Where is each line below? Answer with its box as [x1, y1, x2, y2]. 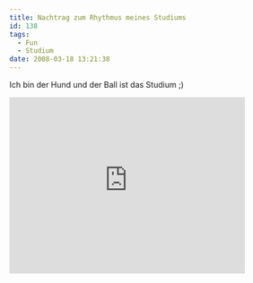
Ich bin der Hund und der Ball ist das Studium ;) [9, 80, 184, 90]
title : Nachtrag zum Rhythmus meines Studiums [9, 13, 187, 22]
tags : [9, 30, 30, 39]
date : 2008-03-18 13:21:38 [9, 55, 110, 64]
